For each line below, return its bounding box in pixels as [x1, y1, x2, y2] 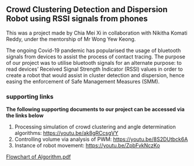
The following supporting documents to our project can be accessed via [6, 106, 185, 113]
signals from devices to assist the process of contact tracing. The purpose [6, 53, 186, 60]
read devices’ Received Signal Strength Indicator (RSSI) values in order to [6, 65, 183, 72]
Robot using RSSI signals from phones [6, 14, 148, 24]
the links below [6, 112, 44, 119]
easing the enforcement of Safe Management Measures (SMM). [6, 78, 160, 85]
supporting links [6, 92, 54, 101]
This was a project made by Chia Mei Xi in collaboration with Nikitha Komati [6, 29, 188, 36]
